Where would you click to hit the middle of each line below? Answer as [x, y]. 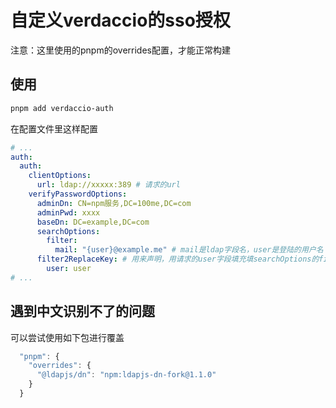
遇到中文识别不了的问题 [82, 311]
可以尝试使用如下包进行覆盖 [67, 337]
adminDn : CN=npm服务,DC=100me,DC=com [114, 203]
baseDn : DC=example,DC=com [93, 222]
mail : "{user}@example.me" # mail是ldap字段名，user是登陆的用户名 [189, 250]
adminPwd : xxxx [68, 212]
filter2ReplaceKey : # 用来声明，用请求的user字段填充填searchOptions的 [178, 259]
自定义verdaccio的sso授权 [120, 20]
